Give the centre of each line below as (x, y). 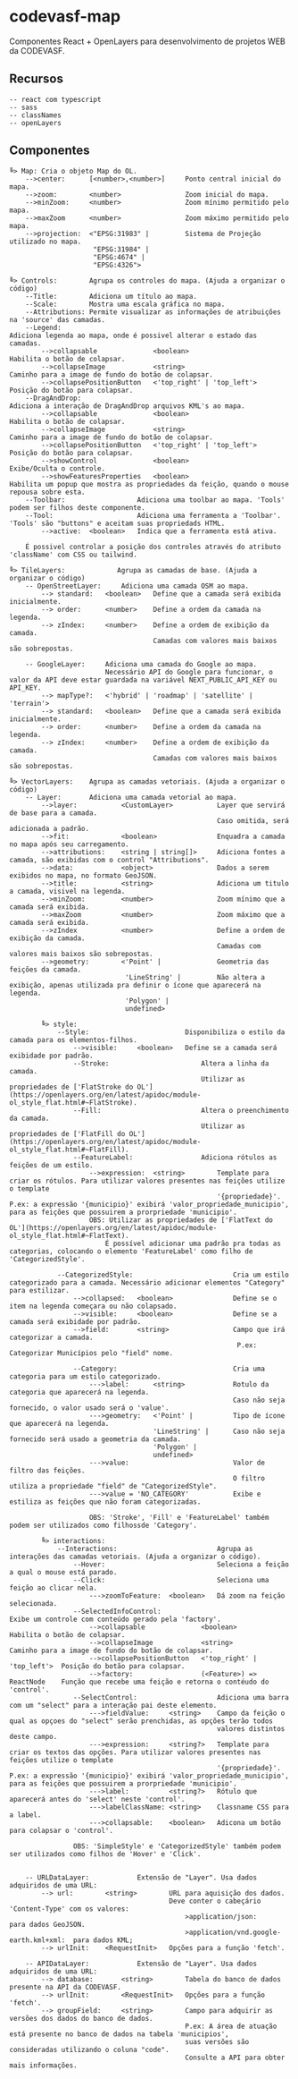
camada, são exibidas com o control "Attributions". (109, 860)
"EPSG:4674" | (119, 257)
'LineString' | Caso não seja (219, 1431)
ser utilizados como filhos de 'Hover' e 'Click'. (105, 1854)
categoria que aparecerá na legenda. (79, 1392)
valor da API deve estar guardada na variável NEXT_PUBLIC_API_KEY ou (143, 680)
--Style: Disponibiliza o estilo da (171, 1032)
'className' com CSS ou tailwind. (74, 555)
